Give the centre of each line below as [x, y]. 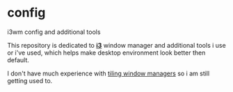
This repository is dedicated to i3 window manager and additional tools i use [116, 45]
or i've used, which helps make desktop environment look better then [106, 53]
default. [18, 59]
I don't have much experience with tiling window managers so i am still [109, 73]
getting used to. [30, 80]
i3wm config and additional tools [54, 32]
